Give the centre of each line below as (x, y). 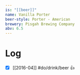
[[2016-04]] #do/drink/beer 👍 (43, 68)
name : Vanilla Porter (28, 15)
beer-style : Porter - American (38, 19)
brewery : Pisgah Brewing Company (40, 24)
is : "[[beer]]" (21, 10)
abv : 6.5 (14, 29)
